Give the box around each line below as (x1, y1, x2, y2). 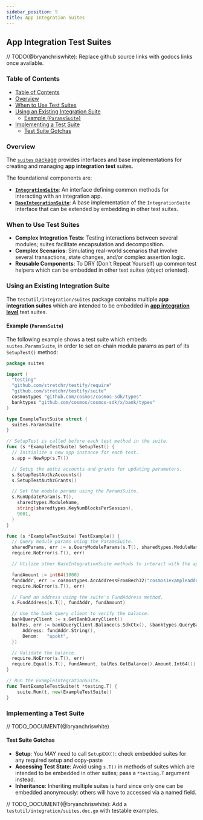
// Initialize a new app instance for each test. (11, 449, 139, 455)
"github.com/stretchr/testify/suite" (11, 388, 107, 394)
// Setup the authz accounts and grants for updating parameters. (11, 466, 182, 472)
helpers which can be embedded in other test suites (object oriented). (14, 266, 189, 274)
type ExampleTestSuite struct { (6, 416, 88, 422)
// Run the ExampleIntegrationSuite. (6, 677, 101, 684)
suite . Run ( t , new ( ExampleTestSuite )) (17, 689, 112, 695)
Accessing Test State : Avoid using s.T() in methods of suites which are (14, 763, 195, 770)
